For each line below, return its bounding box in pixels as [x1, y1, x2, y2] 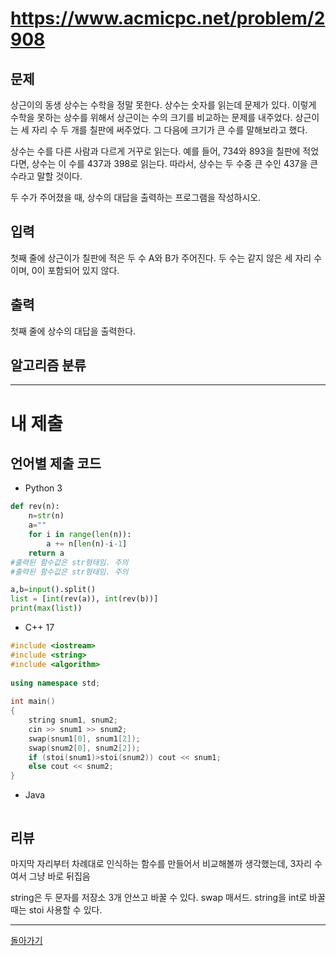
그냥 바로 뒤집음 [28, 870, 91, 882]
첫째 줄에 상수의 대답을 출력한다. [10, 325, 137, 337]
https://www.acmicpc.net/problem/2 [10, 7, 326, 30]
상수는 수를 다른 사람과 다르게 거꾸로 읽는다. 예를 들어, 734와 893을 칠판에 [10, 145, 301, 157]
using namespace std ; [10, 678, 101, 688]
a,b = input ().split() [10, 585, 97, 595]
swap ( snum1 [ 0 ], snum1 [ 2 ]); [28, 733, 141, 744]
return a [28, 548, 65, 558]
